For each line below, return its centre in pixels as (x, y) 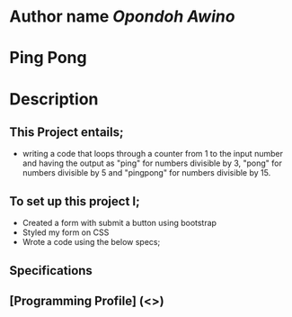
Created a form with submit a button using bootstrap (119, 223)
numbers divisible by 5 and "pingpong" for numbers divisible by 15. (146, 173)
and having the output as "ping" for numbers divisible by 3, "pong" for (152, 163)
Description (54, 99)
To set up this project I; (75, 201)
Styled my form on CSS (66, 232)
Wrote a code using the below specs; (91, 242)
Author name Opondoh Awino (122, 17)
